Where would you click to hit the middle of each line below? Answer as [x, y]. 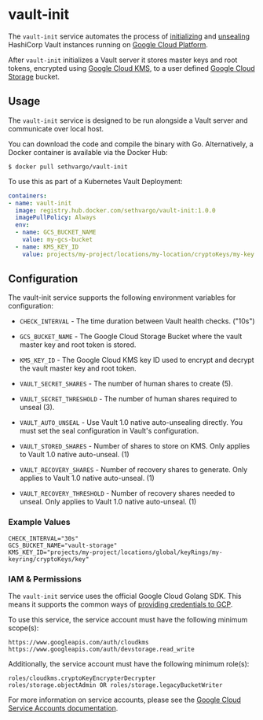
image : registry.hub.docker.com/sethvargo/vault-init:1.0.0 [115, 210]
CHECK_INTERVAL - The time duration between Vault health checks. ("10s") [137, 321]
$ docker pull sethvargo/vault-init [68, 167]
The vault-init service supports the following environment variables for [122, 297]
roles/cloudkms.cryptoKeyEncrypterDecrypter [82, 678]
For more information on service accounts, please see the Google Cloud [125, 700]
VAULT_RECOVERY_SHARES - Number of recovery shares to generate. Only [133, 470]
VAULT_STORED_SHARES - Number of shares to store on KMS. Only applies [135, 446]
